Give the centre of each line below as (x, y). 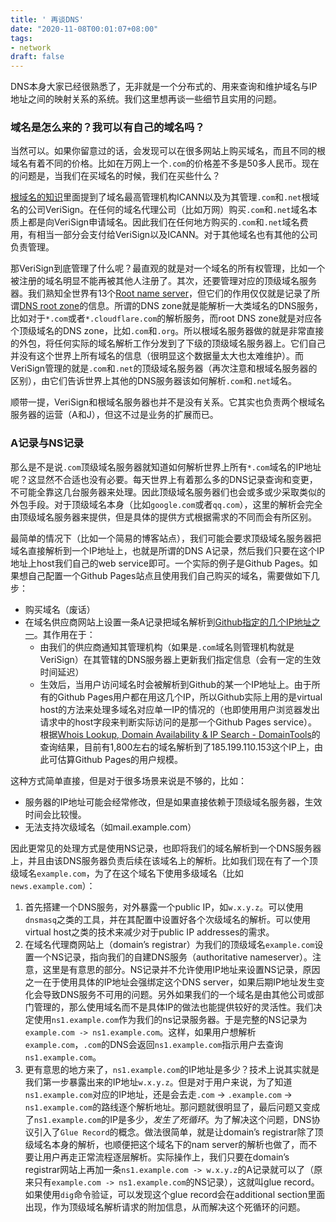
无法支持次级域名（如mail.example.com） (110, 827)
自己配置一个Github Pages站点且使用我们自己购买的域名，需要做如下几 (173, 575)
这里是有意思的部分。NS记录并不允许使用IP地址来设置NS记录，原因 (181, 969)
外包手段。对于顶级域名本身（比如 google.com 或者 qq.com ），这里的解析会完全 (166, 504)
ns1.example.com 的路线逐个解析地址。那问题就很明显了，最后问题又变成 (172, 1107)
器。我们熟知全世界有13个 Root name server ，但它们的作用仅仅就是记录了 (161, 293)
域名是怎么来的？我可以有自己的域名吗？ (107, 128)
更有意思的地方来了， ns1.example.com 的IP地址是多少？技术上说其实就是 (172, 1069)
